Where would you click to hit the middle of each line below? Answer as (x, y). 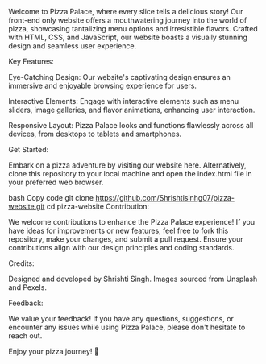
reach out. (25, 336)
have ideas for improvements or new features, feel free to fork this (118, 230)
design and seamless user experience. (73, 46)
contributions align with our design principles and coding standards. (122, 248)
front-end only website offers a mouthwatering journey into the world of (128, 20)
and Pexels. (27, 287)
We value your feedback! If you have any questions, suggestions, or (121, 318)
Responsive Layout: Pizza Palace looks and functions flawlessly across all (131, 125)
